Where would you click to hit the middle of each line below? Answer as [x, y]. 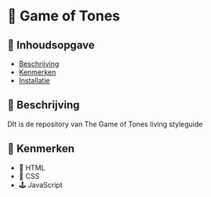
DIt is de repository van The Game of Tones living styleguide [105, 124]
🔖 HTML [32, 167]
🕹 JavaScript [40, 184]
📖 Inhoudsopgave [51, 45]
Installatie [34, 80]
